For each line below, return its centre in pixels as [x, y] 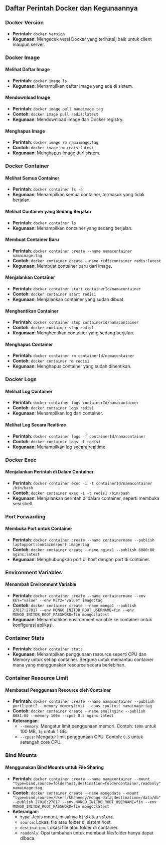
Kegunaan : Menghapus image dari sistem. [56, 153]
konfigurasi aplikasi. [33, 625]
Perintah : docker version [39, 34]
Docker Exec [21, 460]
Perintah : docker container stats [47, 649]
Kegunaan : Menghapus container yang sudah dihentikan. [72, 366]
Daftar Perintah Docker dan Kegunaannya [71, 8]
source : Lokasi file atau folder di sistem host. [66, 822]
